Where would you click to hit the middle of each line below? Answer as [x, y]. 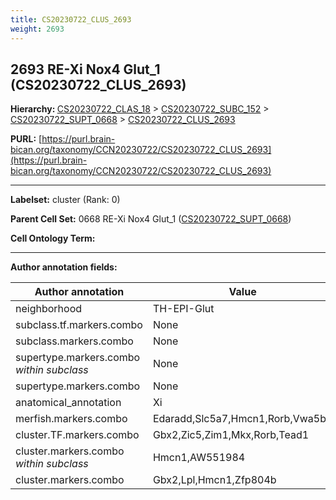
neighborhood [49, 309]
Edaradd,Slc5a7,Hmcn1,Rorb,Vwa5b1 [242, 419]
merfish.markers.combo [71, 419]
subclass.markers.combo [74, 341]
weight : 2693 [37, 29]
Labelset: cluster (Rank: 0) [65, 200]
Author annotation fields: [64, 267]
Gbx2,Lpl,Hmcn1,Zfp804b [214, 480]
